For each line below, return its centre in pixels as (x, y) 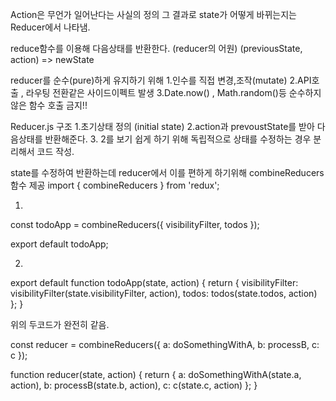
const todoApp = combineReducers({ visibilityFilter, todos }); (135, 224)
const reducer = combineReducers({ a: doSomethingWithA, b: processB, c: (165, 344)
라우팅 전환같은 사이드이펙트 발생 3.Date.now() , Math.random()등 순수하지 (173, 92)
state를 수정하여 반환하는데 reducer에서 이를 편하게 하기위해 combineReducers (167, 172)
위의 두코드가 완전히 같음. (60, 324)
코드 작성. (55, 151)
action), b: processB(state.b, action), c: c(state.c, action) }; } (134, 385)
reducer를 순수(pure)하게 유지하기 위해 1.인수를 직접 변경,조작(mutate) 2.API (161, 80)
